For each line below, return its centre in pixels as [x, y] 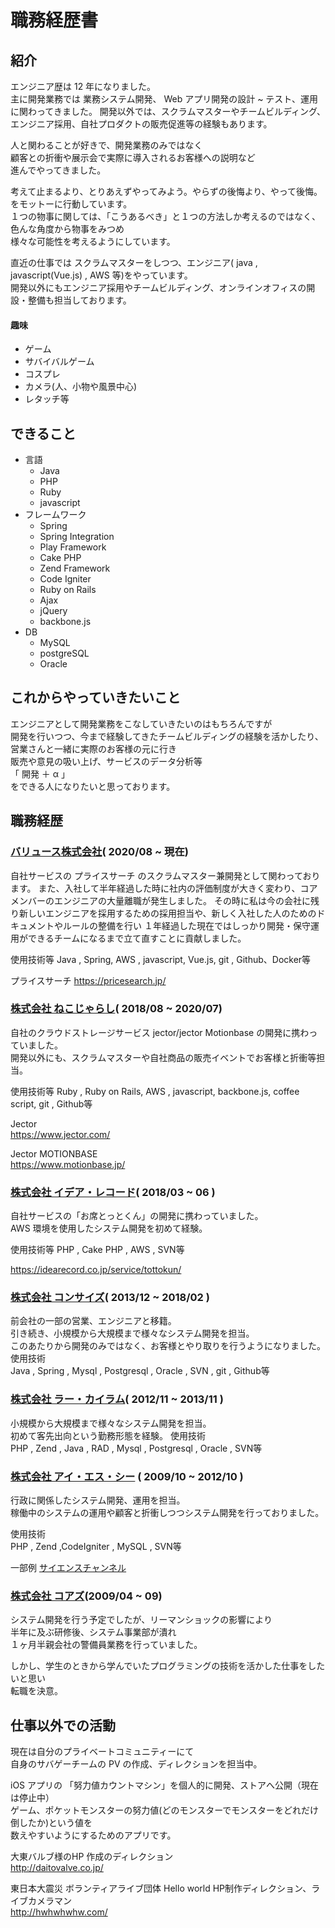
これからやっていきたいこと [95, 697]
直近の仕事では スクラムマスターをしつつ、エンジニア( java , [134, 262]
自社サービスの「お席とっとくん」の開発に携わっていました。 [137, 1216]
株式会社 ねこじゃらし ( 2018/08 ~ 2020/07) [116, 1009]
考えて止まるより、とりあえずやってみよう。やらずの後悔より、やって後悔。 [166, 191]
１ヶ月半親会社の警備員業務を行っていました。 [106, 1645]
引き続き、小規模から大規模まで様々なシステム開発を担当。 [132, 1333]
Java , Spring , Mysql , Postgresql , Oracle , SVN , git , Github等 [140, 1371]
